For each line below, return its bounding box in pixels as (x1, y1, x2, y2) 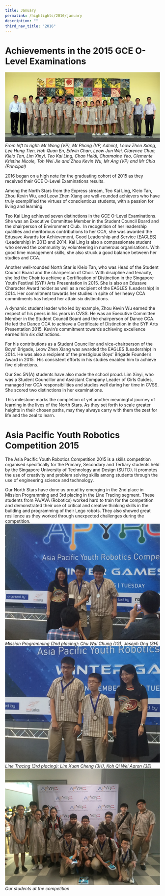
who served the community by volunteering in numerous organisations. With (5, 244, 160, 250)
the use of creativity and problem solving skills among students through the (5, 472, 158, 478)
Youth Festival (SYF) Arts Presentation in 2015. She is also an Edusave (5, 280, 147, 286)
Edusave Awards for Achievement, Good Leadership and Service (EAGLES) (5, 234, 157, 240)
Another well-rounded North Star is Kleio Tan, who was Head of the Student (5, 264, 159, 270)
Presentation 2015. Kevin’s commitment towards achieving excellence (5, 326, 146, 332)
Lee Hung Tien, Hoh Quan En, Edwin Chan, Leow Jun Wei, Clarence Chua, (5, 148, 156, 154)
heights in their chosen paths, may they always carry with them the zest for (5, 407, 158, 413)
